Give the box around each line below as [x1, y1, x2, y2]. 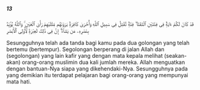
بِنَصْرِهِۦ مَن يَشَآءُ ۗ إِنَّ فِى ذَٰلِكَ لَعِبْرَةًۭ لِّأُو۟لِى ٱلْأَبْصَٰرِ [6, 27, 90, 34]
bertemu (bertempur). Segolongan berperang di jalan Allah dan [6, 46, 165, 53]
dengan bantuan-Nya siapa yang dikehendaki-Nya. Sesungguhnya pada [6, 64, 188, 72]
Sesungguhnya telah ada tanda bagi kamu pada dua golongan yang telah [6, 39, 190, 46]
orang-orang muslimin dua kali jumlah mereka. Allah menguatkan [21, 58, 185, 66]
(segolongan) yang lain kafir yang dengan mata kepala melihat [6, 52, 163, 59]
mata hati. [6, 78, 32, 85]
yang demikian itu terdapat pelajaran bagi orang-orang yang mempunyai [6, 71, 188, 78]
